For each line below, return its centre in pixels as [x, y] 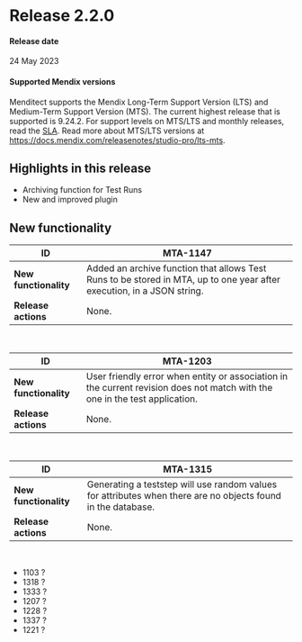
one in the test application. [142, 399]
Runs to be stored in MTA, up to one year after [184, 280]
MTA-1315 [188, 469]
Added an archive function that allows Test [177, 268]
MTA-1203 [187, 361]
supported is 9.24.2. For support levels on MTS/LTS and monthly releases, [147, 121]
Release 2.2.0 [62, 16]
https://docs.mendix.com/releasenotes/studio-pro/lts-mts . [118, 140]
